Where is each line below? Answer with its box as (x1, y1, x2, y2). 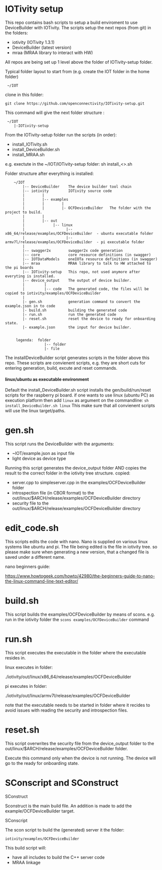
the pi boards (5, 265, 34, 270)
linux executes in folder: (5, 664, 53, 670)
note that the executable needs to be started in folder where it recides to (5, 702, 150, 708)
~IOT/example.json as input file (12, 451, 74, 456)
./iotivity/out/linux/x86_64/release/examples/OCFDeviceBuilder (5, 674, 131, 680)
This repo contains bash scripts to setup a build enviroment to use (5, 19, 138, 25)
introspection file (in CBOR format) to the (12, 490, 94, 496)
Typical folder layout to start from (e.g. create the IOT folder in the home (5, 68, 150, 74)
